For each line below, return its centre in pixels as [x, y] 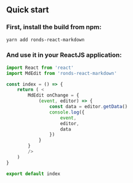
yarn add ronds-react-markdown [45, 40]
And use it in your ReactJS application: [64, 55]
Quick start [28, 10]
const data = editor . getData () [88, 107]
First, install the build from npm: [54, 27]
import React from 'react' [40, 68]
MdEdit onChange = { [54, 95]
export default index [33, 174]
